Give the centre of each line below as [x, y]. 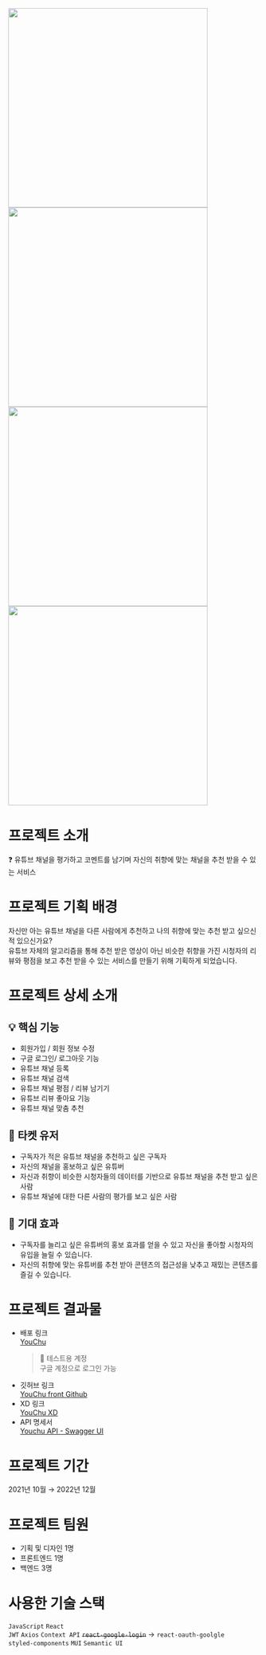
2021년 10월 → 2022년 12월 [52, 1489]
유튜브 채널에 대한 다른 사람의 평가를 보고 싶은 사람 [98, 1196]
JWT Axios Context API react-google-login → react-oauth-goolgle [116, 1634]
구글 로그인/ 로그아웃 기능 [59, 1058]
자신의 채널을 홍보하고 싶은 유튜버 [72, 1166]
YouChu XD [39, 1413]
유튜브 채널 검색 [44, 1078]
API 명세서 [36, 1422]
